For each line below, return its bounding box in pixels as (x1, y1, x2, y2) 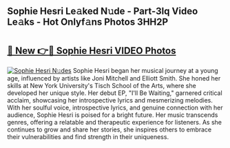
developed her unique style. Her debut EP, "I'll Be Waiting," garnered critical (7, 89, 222, 97)
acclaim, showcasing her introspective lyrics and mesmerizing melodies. (7, 96, 213, 104)
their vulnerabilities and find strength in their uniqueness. (7, 133, 169, 140)
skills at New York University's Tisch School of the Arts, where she (7, 82, 196, 89)
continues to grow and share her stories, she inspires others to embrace (7, 125, 212, 134)
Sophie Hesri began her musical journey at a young (72, 67, 218, 74)
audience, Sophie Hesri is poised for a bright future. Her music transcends (7, 111, 218, 119)
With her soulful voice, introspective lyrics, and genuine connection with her (7, 103, 224, 112)
